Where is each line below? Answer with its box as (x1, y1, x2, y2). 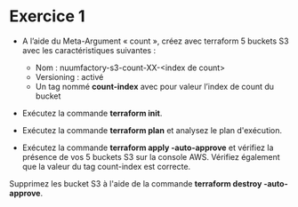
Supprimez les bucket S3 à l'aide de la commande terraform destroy (9, 178, 262, 188)
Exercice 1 (9, 6, 86, 27)
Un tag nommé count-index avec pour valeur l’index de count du (35, 81, 274, 92)
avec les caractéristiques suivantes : (21, 44, 157, 55)
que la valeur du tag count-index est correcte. (21, 161, 191, 171)
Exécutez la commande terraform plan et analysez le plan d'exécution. (21, 124, 283, 135)
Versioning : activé (35, 71, 104, 82)
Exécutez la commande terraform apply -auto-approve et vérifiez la (21, 142, 274, 153)
